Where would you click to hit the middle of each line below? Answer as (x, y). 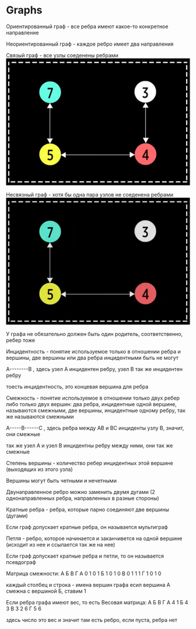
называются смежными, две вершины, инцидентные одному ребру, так (96, 410)
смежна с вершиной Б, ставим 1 (46, 591)
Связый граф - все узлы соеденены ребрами (62, 55)
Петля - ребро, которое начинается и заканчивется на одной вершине (94, 538)
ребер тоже (21, 340)
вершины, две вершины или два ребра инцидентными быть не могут (92, 358)
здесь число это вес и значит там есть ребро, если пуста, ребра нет (92, 620)
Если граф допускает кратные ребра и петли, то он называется (85, 556)
